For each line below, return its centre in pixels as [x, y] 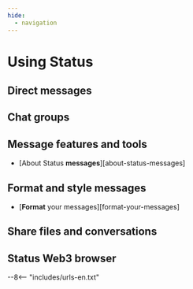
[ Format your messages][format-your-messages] [99, 207]
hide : [16, 15]
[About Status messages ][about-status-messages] [102, 163]
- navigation [36, 23]
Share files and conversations [82, 232]
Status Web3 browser [62, 258]
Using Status [50, 62]
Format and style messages [77, 188]
